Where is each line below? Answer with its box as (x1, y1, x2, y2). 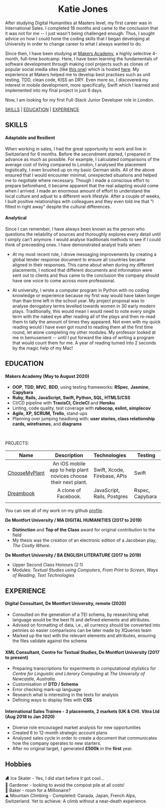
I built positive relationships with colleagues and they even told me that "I (5, 198, 154, 204)
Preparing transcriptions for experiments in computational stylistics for (12, 665, 157, 671)
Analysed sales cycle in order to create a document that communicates (12, 735, 157, 741)
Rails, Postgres (93, 493, 128, 500)
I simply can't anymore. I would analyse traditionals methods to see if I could (5, 236, 161, 242)
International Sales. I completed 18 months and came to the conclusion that (5, 25, 158, 31)
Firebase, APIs (93, 473, 127, 480)
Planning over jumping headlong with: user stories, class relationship (12, 416, 155, 422)
